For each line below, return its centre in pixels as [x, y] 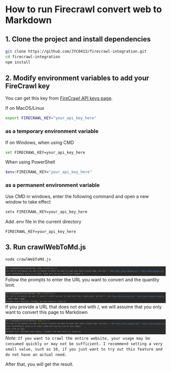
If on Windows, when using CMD [40, 142]
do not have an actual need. [36, 355]
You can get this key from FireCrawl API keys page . [59, 98]
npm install [18, 62]
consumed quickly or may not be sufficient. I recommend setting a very [84, 344]
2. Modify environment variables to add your [77, 78]
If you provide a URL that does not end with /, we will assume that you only [83, 307]
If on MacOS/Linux [25, 108]
